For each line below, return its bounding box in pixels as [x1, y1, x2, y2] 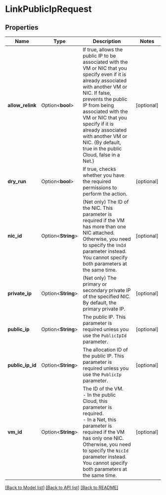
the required [83, 178, 111, 185]
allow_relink [7, 102, 37, 108]
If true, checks [83, 166, 116, 172]
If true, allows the [83, 46, 123, 53]
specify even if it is [83, 71, 126, 78]
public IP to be [83, 52, 116, 59]
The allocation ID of [83, 346, 128, 353]
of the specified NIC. [83, 293, 131, 300]
